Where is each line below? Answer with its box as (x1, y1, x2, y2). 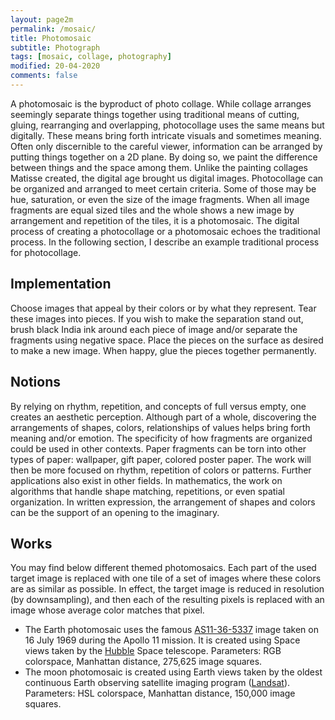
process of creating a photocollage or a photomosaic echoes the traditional (10, 225, 321, 237)
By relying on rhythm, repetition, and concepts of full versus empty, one (10, 400, 307, 412)
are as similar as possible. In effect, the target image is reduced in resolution (10, 583, 325, 595)
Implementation (10, 276, 112, 293)
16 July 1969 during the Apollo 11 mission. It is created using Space (24, 634, 301, 646)
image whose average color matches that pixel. (10, 604, 205, 616)
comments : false (10, 71, 78, 81)
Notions (10, 374, 61, 391)
